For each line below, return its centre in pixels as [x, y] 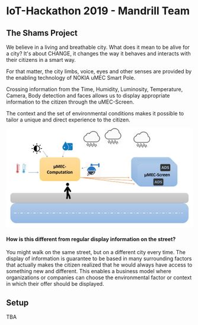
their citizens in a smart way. [41, 60]
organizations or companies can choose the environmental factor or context [99, 277]
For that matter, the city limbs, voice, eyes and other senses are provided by [99, 71]
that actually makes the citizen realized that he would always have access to [99, 265]
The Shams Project [42, 33]
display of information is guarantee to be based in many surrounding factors [99, 259]
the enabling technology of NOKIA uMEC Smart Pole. [71, 78]
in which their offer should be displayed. [55, 284]
